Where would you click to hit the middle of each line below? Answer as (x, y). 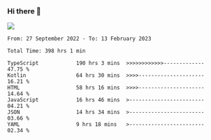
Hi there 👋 (24, 11)
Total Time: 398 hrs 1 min (46, 51)
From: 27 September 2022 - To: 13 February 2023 (79, 39)
